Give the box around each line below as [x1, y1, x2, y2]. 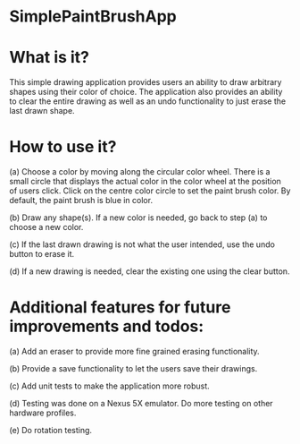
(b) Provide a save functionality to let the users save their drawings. [9, 363, 258, 373]
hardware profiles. [9, 407, 77, 418]
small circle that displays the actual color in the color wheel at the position [9, 176, 281, 187]
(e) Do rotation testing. [9, 425, 92, 435]
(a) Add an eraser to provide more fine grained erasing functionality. [9, 346, 261, 356]
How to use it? [9, 137, 117, 158]
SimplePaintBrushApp [9, 6, 177, 27]
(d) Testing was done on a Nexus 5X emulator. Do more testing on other [9, 398, 274, 408]
